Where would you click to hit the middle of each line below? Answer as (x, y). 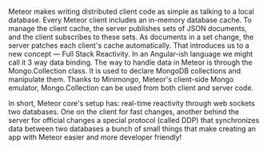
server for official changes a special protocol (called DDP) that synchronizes (134, 120)
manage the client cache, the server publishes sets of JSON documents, (128, 28)
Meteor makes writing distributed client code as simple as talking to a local (131, 12)
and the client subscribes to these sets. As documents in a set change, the (131, 37)
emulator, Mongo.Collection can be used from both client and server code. (131, 88)
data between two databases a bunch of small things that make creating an (132, 128)
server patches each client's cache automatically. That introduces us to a (129, 45)
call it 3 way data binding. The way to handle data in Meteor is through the (131, 62)
